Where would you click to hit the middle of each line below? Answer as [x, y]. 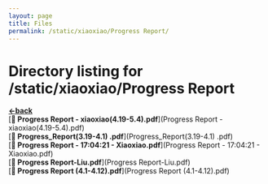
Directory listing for [76, 71]
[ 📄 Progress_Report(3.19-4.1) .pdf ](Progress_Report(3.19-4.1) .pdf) [121, 137]
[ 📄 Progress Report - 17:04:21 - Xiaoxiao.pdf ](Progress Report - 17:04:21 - [134, 145]
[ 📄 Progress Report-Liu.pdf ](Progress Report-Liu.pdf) [99, 162]
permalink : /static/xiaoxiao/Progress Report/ [89, 31]
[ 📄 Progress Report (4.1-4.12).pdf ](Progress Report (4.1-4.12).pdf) [119, 171]
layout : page [31, 16]
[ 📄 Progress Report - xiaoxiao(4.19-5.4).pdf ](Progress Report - [116, 119]
